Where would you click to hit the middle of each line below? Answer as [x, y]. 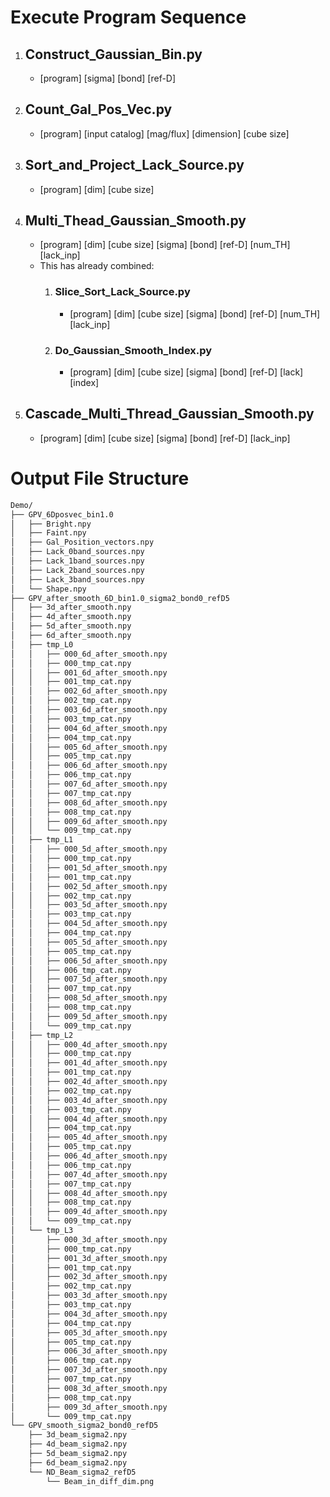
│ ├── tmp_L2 [42, 1035]
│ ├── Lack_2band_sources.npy [77, 570]
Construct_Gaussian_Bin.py [113, 54]
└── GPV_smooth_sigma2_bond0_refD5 [84, 1426]
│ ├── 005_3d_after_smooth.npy [89, 1332]
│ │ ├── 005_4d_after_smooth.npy [89, 1137]
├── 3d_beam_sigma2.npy [78, 1435]
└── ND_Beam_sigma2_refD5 [82, 1472]
